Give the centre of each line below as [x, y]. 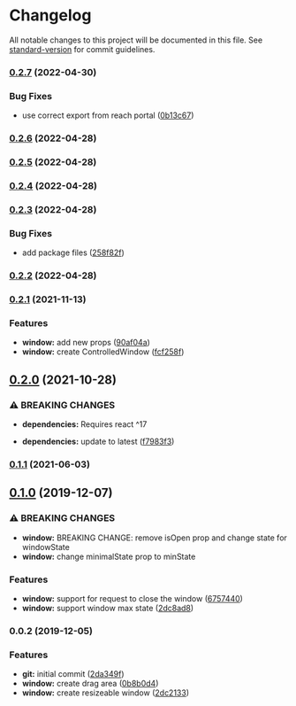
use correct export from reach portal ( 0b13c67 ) [108, 115]
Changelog [50, 16]
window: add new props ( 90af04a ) [86, 343]
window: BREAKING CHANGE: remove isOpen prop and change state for [154, 538]
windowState [46, 547]
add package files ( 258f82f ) [73, 252]
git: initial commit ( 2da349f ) [73, 674]
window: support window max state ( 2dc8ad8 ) [108, 608]
